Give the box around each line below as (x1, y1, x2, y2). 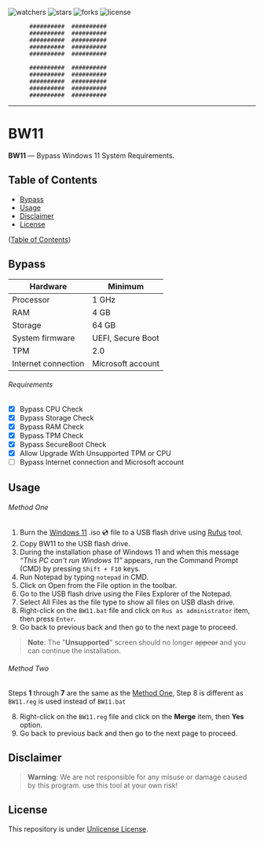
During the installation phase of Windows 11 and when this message (19, 547, 240, 556)
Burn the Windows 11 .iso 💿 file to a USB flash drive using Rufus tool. (19, 527, 243, 537)
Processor (12, 294, 50, 305)
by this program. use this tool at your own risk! (27, 780, 178, 790)
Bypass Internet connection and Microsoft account (19, 457, 185, 467)
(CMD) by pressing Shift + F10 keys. (19, 564, 141, 573)
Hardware (29, 281, 68, 292)
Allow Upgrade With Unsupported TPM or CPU (19, 449, 171, 458)
